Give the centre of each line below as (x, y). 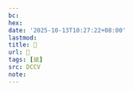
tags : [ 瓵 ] (26, 60)
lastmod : (23, 38)
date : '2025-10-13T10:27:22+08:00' (67, 30)
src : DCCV (25, 67)
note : (17, 74)
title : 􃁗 (23, 45)
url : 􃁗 (19, 52)
